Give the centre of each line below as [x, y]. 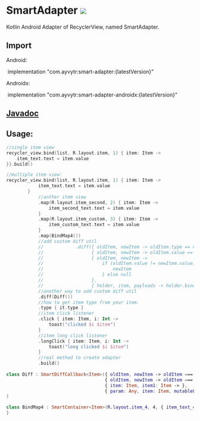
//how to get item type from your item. [89, 302]
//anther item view [62, 197]
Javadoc [23, 114]
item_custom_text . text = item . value [94, 225]
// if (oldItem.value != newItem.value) [117, 264]
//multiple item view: [34, 175]
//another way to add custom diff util [87, 291]
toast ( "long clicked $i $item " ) [89, 346]
